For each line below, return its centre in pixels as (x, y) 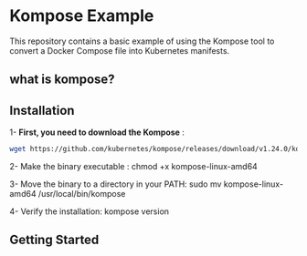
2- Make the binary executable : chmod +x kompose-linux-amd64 (133, 167)
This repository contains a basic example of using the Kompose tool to (142, 41)
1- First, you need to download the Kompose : (97, 132)
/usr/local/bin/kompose (82, 194)
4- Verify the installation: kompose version (90, 211)
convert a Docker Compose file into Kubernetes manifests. (120, 50)
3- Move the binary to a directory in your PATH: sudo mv (116, 184)
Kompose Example (82, 16)
